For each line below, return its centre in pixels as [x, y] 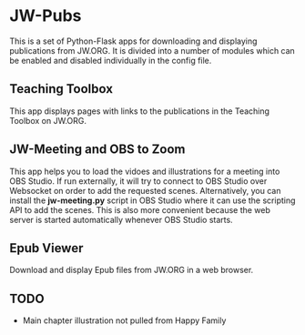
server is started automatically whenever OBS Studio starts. [122, 219]
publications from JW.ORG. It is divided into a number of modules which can [152, 50]
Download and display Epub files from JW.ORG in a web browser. [132, 270]
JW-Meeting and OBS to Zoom [97, 150]
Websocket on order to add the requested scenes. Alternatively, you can [145, 190]
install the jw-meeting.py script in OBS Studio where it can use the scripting [152, 200]
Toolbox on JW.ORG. [48, 120]
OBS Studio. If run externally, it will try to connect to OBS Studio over [138, 181]
